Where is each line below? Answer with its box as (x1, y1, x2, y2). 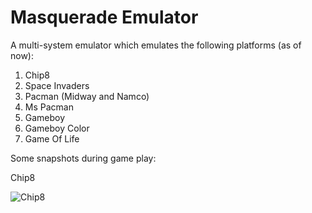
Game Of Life (24, 132, 80, 145)
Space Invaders (24, 79, 90, 91)
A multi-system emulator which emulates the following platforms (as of (10, 39, 302, 51)
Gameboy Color (24, 122, 90, 134)
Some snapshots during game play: (10, 152, 157, 164)
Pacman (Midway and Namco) (24, 90, 150, 102)
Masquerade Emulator (10, 6, 199, 29)
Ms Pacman (24, 101, 74, 113)
